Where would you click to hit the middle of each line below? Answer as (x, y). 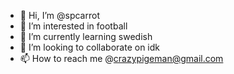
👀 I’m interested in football (73, 26)
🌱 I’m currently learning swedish (86, 36)
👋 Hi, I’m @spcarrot (59, 15)
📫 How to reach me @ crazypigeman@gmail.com (121, 58)
